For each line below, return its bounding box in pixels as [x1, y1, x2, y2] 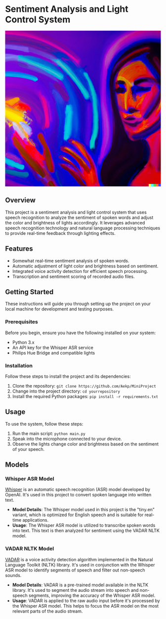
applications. [22, 517, 48, 523]
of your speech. [12, 446, 45, 452]
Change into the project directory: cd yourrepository [12, 388, 120, 394]
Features [5, 245, 33, 253]
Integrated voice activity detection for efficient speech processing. [12, 268, 148, 274]
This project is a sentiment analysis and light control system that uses [5, 209, 147, 215]
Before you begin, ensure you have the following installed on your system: [5, 330, 156, 336]
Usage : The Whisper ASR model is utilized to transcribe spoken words [12, 523, 156, 529]
